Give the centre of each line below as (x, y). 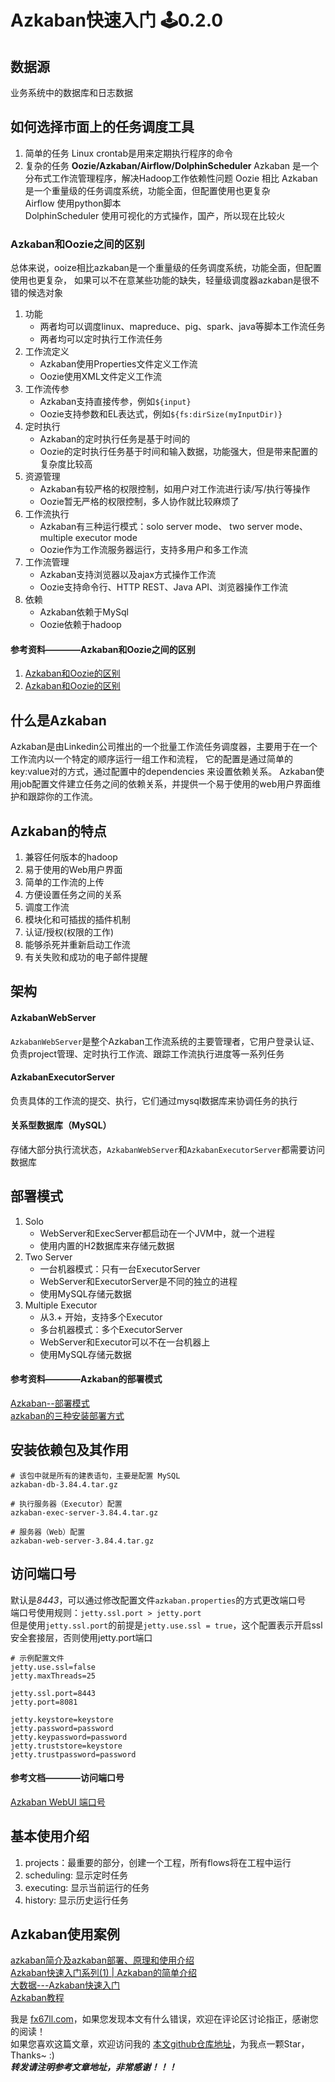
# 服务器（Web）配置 (48, 1532)
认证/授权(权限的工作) (69, 932)
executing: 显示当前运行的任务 (87, 1887)
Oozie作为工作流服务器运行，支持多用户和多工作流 (143, 550)
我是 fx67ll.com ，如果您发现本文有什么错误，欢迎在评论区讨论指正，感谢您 (164, 2019)
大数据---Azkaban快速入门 (65, 1985)
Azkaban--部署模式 (50, 1403)
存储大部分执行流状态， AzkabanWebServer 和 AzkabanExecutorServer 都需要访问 (167, 1149)
